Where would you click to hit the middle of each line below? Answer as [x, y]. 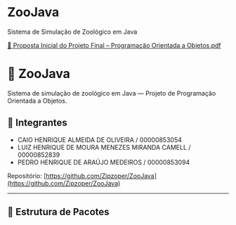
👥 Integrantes [38, 123]
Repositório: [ [27, 176]
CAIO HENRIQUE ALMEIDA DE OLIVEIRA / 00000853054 [100, 140]
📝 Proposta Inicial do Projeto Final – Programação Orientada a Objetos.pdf [114, 45]
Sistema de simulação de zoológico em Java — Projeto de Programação [112, 93]
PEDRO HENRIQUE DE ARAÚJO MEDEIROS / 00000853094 [104, 162]
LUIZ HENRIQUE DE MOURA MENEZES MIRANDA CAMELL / [104, 147]
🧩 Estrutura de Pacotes [59, 212]
